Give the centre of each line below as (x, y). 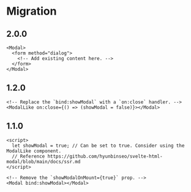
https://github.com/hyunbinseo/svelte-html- (105, 156)
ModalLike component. (34, 151)
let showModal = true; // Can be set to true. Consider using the (98, 146)
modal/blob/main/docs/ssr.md (43, 161)
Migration (32, 11)
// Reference (28, 156)
